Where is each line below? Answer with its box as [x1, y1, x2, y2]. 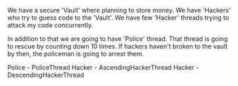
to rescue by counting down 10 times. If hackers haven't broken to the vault [7, 42, 228, 50]
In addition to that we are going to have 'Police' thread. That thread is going [7, 35, 228, 43]
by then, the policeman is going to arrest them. [7, 49, 144, 58]
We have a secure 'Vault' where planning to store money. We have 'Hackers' [7, 6, 231, 14]
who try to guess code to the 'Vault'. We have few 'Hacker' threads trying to [7, 13, 229, 22]
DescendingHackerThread [7, 70, 85, 79]
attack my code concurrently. [7, 21, 94, 29]
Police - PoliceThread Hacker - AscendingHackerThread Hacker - [7, 63, 200, 71]
